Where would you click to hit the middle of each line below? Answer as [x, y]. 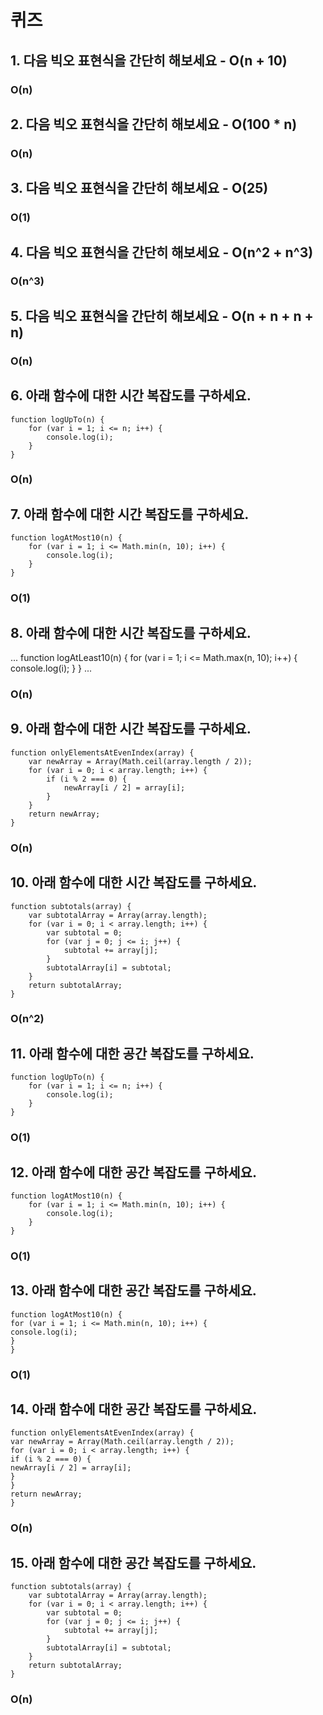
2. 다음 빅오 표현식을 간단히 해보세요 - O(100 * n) [154, 124]
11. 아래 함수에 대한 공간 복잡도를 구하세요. [132, 1053]
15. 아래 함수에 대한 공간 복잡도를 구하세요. [133, 1562]
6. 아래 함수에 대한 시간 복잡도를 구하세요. [131, 396]
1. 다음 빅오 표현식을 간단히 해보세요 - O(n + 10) [149, 60]
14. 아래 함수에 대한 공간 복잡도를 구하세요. [134, 1409]
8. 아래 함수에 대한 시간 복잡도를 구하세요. [131, 632]
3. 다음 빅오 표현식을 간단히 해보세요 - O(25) [139, 188]
